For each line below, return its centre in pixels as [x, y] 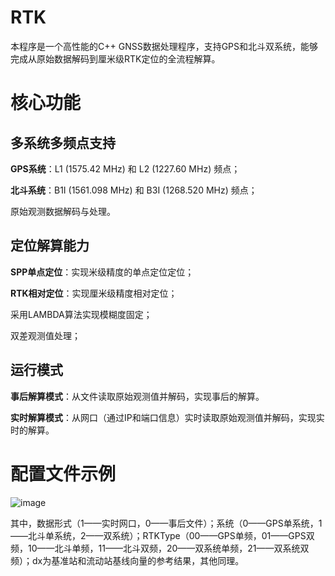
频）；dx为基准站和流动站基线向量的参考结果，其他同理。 [127, 560]
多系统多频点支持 [63, 142]
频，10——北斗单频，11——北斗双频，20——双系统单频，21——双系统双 [160, 548]
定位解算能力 [50, 246]
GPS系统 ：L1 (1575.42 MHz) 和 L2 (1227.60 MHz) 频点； [125, 168]
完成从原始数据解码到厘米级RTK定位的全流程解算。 [115, 58]
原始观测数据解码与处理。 [63, 211]
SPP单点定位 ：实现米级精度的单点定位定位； [102, 272]
